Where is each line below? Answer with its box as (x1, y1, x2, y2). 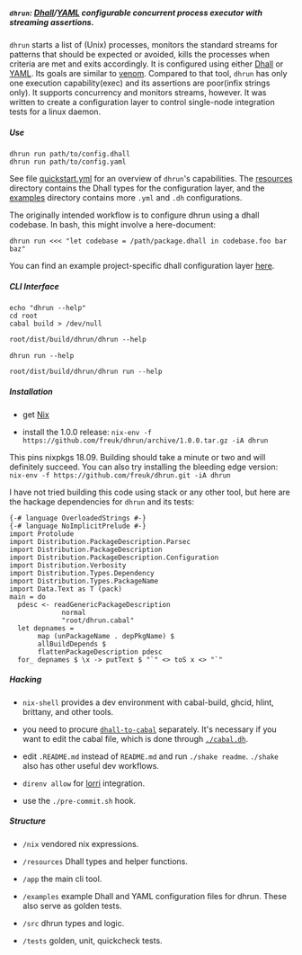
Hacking (9, 674, 42, 685)
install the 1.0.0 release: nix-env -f (22, 426, 153, 437)
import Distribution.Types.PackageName (9, 576, 159, 585)
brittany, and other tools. (22, 706, 114, 717)
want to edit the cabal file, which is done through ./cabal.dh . (22, 733, 249, 744)
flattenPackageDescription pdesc (37, 647, 164, 656)
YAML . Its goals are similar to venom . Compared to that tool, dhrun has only (9, 67, 288, 78)
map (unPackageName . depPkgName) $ (37, 631, 175, 640)
